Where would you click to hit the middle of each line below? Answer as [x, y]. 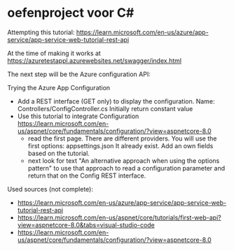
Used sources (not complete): [50, 189]
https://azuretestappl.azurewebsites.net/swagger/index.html [95, 60]
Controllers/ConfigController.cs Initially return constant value [105, 108]
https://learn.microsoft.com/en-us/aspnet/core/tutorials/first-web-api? [119, 217]
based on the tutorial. [58, 153]
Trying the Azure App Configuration [59, 87]
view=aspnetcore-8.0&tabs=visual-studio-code [86, 224]
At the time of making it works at [54, 53]
